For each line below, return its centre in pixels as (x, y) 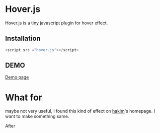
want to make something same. (37, 116)
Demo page (17, 77)
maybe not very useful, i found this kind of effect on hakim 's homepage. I (80, 111)
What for (24, 97)
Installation (23, 38)
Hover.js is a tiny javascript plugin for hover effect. (57, 23)
